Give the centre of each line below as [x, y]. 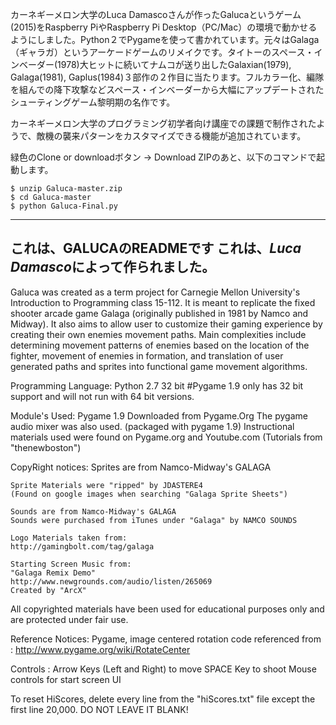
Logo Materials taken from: [69, 538]
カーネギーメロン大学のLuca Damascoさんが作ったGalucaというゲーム [156, 14]
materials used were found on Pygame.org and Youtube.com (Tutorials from [166, 437]
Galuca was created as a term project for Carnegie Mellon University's [155, 292]
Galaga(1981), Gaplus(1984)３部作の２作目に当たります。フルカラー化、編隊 [167, 77]
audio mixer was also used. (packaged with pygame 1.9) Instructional [152, 426]
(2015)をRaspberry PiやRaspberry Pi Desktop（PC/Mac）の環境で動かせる [164, 27]
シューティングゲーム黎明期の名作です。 [93, 102]
